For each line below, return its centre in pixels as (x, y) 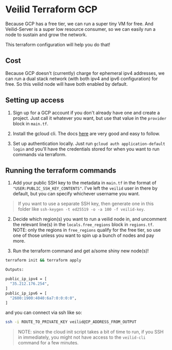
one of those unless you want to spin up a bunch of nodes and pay (83, 235)
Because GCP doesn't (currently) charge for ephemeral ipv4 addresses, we (85, 73)
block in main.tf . (31, 123)
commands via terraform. (40, 154)
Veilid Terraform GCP (51, 10)
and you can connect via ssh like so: (44, 312)
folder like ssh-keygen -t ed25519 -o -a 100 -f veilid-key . (81, 209)
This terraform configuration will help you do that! (58, 44)
